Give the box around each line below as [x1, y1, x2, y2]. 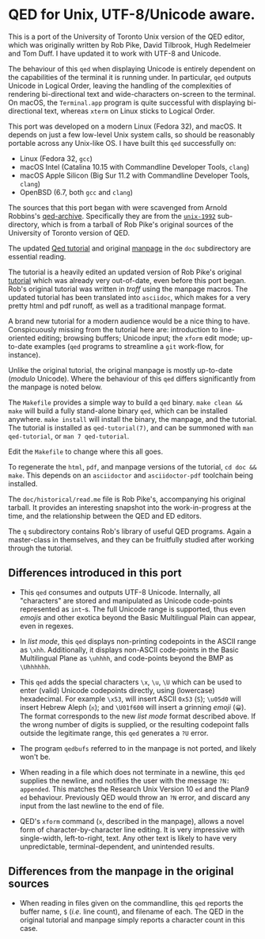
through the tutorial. [8, 543, 74, 553]
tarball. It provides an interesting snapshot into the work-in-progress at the [8, 502, 252, 512]
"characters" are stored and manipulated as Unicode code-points [19, 596, 233, 605]
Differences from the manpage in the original [8, 864, 234, 878]
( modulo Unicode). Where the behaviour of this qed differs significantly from [8, 374, 256, 383]
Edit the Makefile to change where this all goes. [8, 447, 164, 456]
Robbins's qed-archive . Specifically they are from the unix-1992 [8, 211, 216, 220]
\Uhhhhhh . [19, 661, 51, 671]
